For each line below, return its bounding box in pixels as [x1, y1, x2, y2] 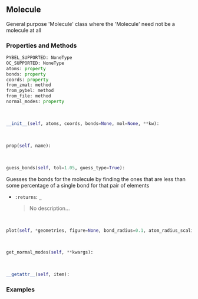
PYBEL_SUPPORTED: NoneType [6, 55, 72, 61]
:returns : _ [14, 193, 42, 200]
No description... [29, 205, 70, 212]
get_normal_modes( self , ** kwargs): [6, 249, 94, 255]
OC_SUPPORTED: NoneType [6, 60, 65, 66]
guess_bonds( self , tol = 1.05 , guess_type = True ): [6, 165, 126, 170]
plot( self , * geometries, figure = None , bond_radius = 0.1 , [6, 227, 146, 234]
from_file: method [6, 93, 51, 99]
